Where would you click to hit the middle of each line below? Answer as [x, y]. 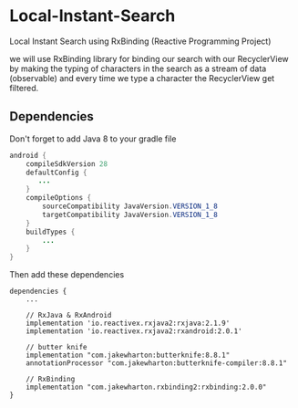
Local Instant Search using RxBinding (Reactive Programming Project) [140, 41]
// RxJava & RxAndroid [69, 316]
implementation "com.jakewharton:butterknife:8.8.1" [128, 356]
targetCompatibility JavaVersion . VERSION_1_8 [130, 214]
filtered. [24, 88]
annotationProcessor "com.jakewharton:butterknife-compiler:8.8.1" [156, 363]
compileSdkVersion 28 [67, 164]
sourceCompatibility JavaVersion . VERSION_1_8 [130, 206]
